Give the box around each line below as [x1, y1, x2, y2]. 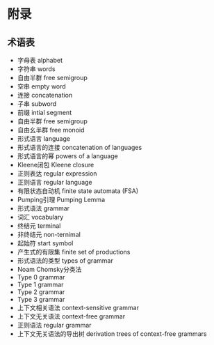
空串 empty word [17, 82, 66, 91]
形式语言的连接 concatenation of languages [17, 144, 142, 151]
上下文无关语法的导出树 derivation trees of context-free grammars [17, 330, 207, 338]
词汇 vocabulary [17, 213, 64, 221]
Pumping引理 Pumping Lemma [17, 196, 106, 204]
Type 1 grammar [17, 280, 64, 289]
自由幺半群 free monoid [17, 126, 85, 134]
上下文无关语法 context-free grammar [17, 312, 126, 321]
